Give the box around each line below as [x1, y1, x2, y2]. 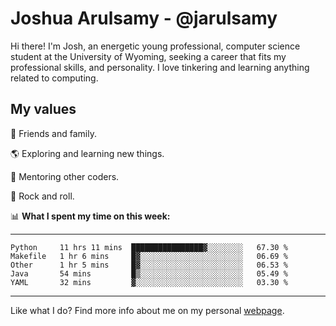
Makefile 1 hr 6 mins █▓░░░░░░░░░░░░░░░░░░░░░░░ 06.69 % [10, 251, 288, 261]
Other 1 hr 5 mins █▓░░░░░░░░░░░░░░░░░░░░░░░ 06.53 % [10, 260, 288, 270]
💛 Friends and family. [10, 127, 97, 139]
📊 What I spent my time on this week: [10, 210, 171, 222]
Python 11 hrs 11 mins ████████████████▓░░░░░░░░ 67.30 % [10, 242, 288, 252]
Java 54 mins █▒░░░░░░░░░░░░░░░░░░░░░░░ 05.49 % [10, 268, 288, 279]
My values [10, 101, 77, 118]
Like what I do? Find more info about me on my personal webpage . [10, 304, 285, 316]
